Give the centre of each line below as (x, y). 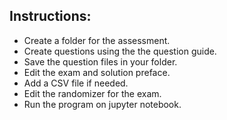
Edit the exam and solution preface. (97, 72)
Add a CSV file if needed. (76, 83)
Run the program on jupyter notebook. (102, 104)
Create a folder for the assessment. (97, 40)
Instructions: (50, 16)
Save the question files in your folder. (100, 61)
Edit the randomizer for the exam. (92, 93)
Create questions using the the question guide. (120, 51)
